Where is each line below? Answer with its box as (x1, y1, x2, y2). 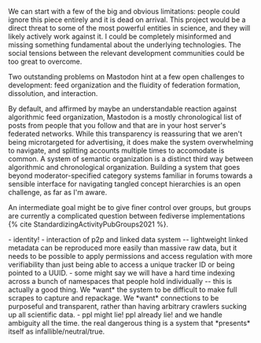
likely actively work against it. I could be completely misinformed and (8, 31, 232, 41)
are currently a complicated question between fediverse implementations (8, 212, 245, 220)
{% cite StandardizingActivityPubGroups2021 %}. (8, 219, 169, 229)
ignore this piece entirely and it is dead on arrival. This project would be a (8, 15, 246, 24)
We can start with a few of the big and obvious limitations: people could (8, 7, 241, 16)
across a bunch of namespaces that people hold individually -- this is (8, 277, 233, 286)
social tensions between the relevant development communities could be (8, 49, 245, 57)
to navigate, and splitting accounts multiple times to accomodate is (8, 146, 225, 155)
